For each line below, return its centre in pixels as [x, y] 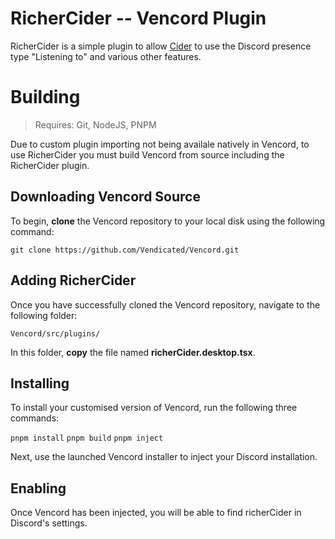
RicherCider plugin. [50, 165]
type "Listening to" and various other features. [106, 56]
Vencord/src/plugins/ [55, 333]
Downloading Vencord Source [105, 197]
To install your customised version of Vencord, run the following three [154, 408]
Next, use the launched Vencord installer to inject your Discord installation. [164, 457]
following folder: [44, 315]
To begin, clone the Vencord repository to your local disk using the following [168, 221]
